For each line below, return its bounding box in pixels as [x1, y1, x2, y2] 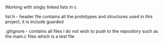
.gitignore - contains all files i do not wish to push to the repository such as [5, 28, 158, 34]
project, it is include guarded [5, 19, 64, 24]
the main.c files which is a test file [5, 34, 75, 39]
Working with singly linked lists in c [5, 4, 77, 10]
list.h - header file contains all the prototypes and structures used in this [5, 14, 153, 19]
